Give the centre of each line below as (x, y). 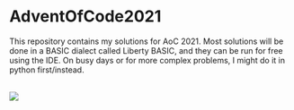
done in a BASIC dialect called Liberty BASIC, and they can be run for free (146, 50)
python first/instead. (47, 70)
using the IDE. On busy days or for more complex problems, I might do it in (147, 60)
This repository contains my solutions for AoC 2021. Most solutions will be (147, 41)
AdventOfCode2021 (85, 17)
